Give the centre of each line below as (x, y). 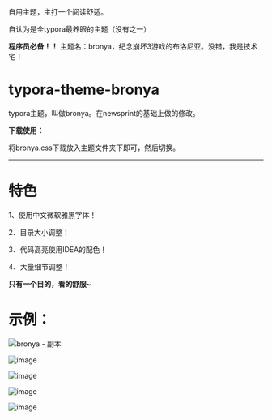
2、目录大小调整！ (39, 232)
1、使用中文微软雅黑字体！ (53, 215)
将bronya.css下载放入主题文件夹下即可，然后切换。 (94, 148)
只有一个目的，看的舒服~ (50, 284)
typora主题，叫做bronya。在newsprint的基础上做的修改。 (104, 113)
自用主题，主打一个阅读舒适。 (58, 12)
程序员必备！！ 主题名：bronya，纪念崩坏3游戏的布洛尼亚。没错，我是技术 (133, 46)
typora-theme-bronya (84, 90)
